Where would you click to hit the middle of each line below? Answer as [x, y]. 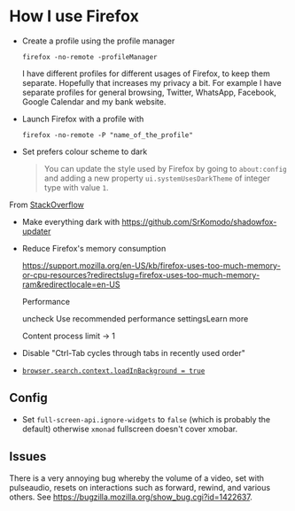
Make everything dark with [71, 221]
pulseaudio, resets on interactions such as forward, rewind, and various [140, 487]
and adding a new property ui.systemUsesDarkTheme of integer [157, 178]
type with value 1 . [76, 187]
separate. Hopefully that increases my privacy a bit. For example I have [151, 82]
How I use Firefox [74, 16]
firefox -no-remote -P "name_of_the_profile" [107, 135]
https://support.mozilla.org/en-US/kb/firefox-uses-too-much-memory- [151, 265]
